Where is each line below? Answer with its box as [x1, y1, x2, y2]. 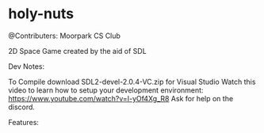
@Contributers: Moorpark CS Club [8, 31, 121, 40]
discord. [8, 102, 36, 112]
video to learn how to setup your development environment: [8, 85, 204, 95]
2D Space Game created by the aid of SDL [8, 46, 147, 55]
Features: [8, 117, 40, 127]
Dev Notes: [8, 61, 45, 71]
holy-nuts [8, 5, 74, 23]
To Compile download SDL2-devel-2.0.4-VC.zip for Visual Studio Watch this [8, 77, 256, 86]
